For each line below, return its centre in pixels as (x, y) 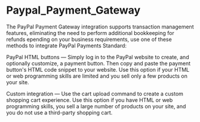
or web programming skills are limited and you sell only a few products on (97, 76)
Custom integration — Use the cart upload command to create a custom (95, 94)
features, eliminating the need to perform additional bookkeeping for (90, 33)
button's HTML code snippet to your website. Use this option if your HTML (98, 69)
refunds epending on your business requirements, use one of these (89, 39)
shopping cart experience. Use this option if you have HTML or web (90, 100)
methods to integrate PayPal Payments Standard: (67, 46)
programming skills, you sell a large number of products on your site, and (96, 106)
